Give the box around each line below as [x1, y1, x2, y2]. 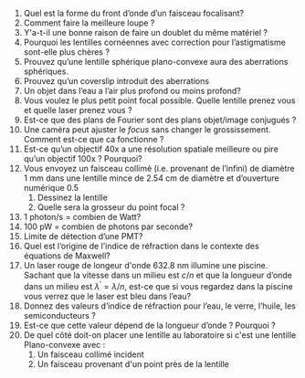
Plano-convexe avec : [23, 339, 106, 350]
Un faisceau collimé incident [37, 349, 144, 360]
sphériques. [23, 66, 69, 77]
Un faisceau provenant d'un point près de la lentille [37, 358, 229, 369]
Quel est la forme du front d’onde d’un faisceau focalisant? [23, 8, 245, 18]
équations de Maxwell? [23, 250, 110, 261]
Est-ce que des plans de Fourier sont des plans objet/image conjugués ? [23, 114, 297, 125]
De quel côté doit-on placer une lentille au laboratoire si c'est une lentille [23, 329, 297, 341]
